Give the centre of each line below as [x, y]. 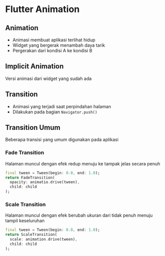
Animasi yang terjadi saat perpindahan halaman [62, 106]
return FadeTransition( [30, 178]
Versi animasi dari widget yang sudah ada [49, 78]
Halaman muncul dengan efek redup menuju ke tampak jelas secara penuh [83, 163]
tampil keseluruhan [25, 221]
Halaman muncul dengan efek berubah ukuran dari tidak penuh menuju [79, 215]
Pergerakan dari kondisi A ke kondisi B [52, 51]
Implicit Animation [34, 66]
